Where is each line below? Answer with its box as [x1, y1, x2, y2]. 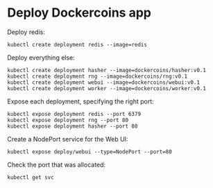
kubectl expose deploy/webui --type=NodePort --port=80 [7, 148, 172, 155]
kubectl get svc [7, 173, 54, 181]
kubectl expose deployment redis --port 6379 [7, 110, 141, 117]
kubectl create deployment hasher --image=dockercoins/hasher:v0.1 [7, 67, 207, 74]
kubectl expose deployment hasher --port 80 [7, 123, 138, 130]
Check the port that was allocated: [7, 160, 106, 169]
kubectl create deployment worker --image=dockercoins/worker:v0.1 [7, 85, 207, 92]
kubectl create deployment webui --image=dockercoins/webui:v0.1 [7, 78, 200, 86]
